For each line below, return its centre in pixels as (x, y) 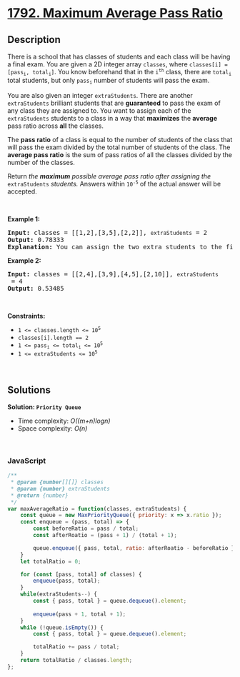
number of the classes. (41, 162)
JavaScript (27, 461)
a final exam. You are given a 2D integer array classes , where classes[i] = (118, 64)
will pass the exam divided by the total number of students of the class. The (119, 147)
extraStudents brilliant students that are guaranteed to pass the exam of (114, 103)
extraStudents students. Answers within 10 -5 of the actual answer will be (114, 184)
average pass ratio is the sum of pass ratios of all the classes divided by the (120, 154)
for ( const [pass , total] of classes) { (81, 574)
